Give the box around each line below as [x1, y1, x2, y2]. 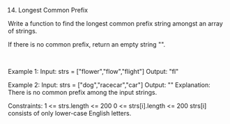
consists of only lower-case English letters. [8, 109, 132, 117]
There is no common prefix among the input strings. [8, 88, 158, 96]
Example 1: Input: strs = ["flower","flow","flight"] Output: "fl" [8, 68, 179, 75]
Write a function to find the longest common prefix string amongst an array [8, 20, 224, 27]
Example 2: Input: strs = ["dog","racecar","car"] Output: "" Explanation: [8, 81, 211, 89]
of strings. [8, 27, 38, 35]
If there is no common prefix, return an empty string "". [8, 40, 166, 48]
